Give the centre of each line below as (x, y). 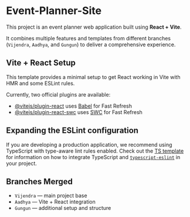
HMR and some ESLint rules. (40, 83)
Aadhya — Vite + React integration (55, 202)
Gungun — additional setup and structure (63, 208)
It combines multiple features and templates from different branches (89, 38)
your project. (21, 163)
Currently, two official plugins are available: (58, 94)
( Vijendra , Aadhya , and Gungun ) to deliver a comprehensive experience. (91, 44)
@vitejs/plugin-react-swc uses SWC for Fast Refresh (78, 112)
